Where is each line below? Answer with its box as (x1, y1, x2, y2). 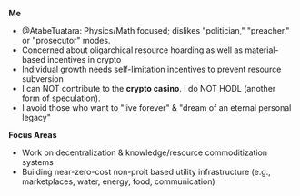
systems (21, 157, 54, 167)
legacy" (21, 113, 51, 122)
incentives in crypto (47, 54, 122, 64)
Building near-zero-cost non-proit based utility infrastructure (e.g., (21, 167, 272, 177)
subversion (21, 73, 65, 84)
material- (244, 44, 279, 55)
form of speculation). (21, 93, 101, 103)
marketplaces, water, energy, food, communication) (21, 176, 215, 187)
